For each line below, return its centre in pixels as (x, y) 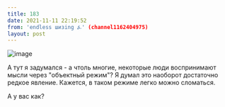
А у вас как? (26, 96)
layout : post (27, 34)
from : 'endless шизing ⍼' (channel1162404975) (78, 27)
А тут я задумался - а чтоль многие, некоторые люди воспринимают (112, 67)
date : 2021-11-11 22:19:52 (47, 21)
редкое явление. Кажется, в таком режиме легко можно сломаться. (111, 83)
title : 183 (23, 14)
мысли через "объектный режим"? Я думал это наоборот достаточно (113, 75)
